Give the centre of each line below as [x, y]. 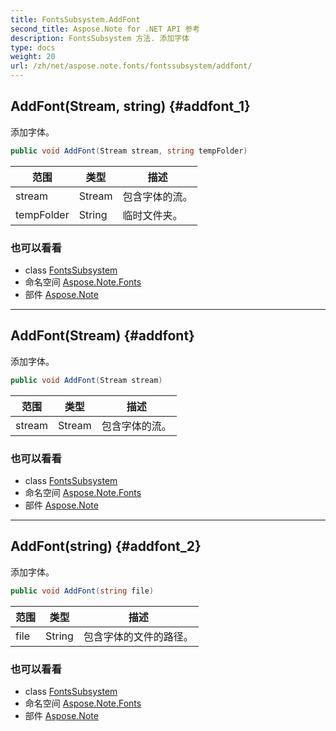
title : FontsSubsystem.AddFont [75, 19]
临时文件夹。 [152, 215]
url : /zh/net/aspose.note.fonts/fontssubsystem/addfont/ [131, 66]
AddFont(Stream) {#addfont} [102, 336]
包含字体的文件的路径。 [138, 636]
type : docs [33, 47]
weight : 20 [33, 57]
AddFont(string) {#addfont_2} [106, 546]
